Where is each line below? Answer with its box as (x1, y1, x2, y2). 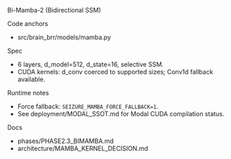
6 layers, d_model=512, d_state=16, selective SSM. (17, 60, 164, 69)
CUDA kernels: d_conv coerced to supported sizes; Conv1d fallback (17, 68, 213, 76)
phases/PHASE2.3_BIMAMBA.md (17, 137, 114, 145)
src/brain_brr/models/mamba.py (17, 33, 111, 41)
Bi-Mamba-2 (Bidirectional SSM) (7, 6, 102, 14)
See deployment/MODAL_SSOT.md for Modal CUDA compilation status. (17, 110, 225, 118)
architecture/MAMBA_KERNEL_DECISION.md (17, 144, 149, 153)
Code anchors (7, 20, 48, 27)
